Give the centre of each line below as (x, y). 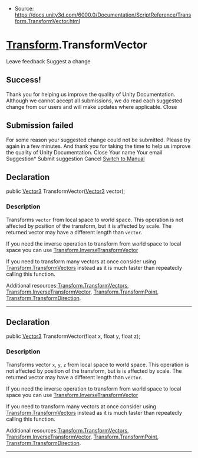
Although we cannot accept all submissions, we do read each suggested (94, 101)
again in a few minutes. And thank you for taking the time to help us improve (98, 146)
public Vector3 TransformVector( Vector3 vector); (66, 191)
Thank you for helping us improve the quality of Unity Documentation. (91, 94)
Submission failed (40, 126)
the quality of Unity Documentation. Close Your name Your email (84, 152)
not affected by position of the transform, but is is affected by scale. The (94, 371)
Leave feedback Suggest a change (48, 61)
